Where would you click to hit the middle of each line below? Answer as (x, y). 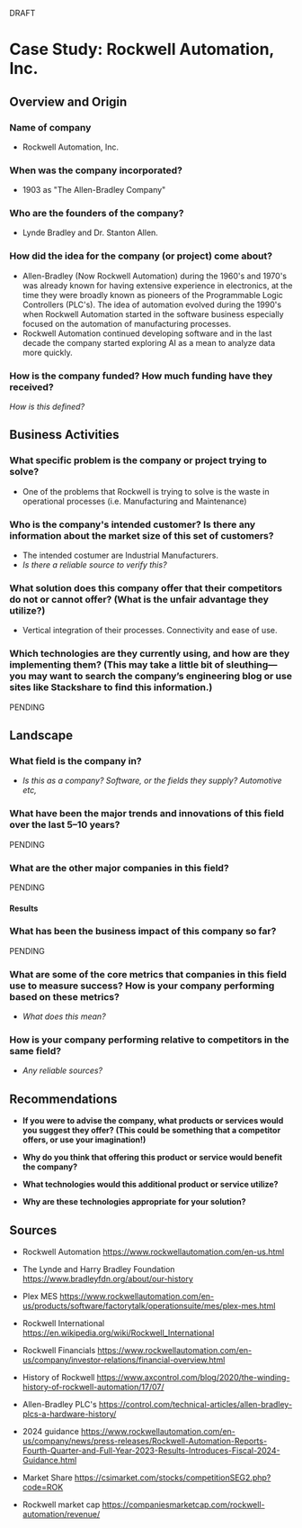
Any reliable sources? (62, 1070)
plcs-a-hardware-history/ (69, 1414)
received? (31, 387)
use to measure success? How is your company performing (142, 986)
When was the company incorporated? (96, 170)
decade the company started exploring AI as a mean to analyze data (149, 342)
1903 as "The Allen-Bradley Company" (94, 190)
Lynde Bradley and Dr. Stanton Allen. (90, 232)
